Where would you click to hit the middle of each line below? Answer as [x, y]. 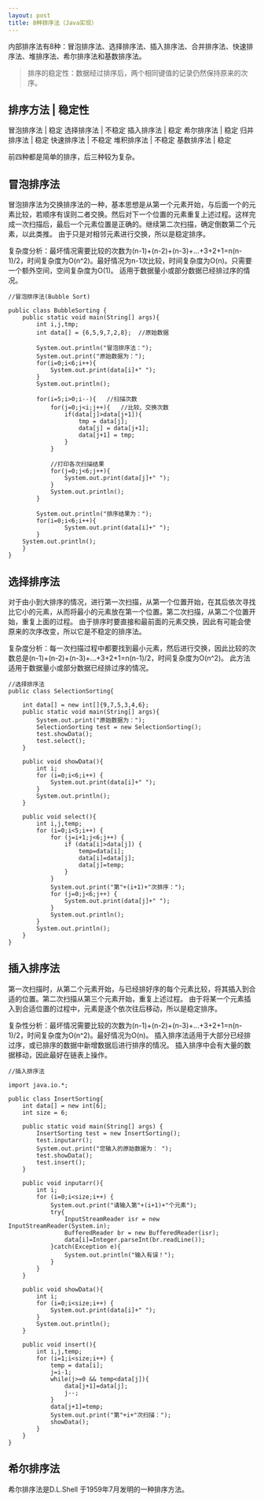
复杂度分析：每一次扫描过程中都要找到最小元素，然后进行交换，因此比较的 [128, 648]
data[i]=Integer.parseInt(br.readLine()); [135, 1239]
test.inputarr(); [64, 1140]
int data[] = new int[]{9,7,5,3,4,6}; [86, 705]
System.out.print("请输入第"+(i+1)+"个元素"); [123, 1205]
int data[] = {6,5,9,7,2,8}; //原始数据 [103, 333]
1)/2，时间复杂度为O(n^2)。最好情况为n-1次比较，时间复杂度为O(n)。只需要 [130, 261]
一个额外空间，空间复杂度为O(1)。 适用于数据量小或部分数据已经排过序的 [126, 271]
